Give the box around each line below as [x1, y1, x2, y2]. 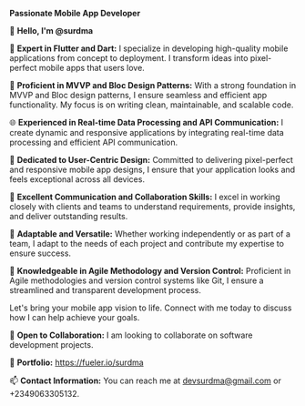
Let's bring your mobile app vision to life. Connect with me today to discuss [9, 302, 292, 313]
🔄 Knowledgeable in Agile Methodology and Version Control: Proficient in [9, 266, 291, 276]
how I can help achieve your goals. [9, 312, 140, 322]
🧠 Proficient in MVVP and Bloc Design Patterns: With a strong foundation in [9, 80, 297, 90]
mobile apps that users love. [38, 63, 146, 73]
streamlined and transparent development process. [9, 285, 202, 295]
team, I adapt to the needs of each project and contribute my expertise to [9, 239, 285, 249]
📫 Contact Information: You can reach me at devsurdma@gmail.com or [9, 375, 282, 386]
